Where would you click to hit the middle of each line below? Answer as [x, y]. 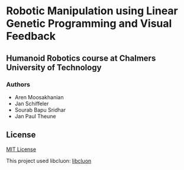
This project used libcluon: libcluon [49, 160]
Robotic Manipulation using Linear [92, 11]
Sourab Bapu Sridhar [40, 110]
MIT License [21, 149]
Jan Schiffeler [32, 103]
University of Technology [54, 67]
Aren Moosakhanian [39, 97]
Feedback [31, 36]
